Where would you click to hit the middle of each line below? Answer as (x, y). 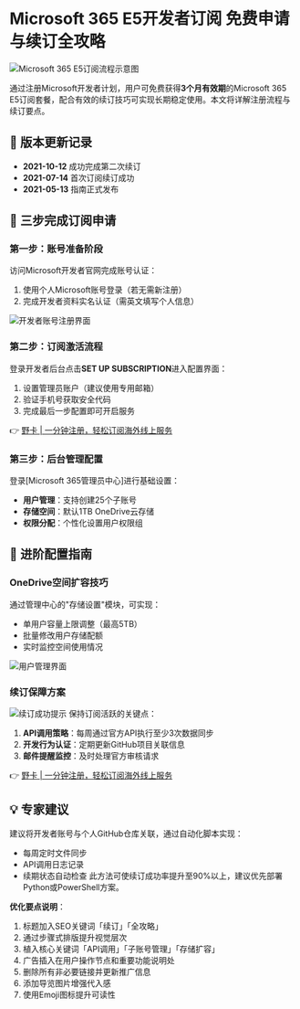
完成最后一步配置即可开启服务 (78, 410)
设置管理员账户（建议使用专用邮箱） (91, 388)
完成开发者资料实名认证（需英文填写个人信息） (110, 302)
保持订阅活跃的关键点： (112, 714)
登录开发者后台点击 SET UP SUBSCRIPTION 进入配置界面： (119, 368)
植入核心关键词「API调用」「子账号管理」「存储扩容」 (121, 949)
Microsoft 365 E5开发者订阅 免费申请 (150, 19)
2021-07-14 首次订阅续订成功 (78, 177)
